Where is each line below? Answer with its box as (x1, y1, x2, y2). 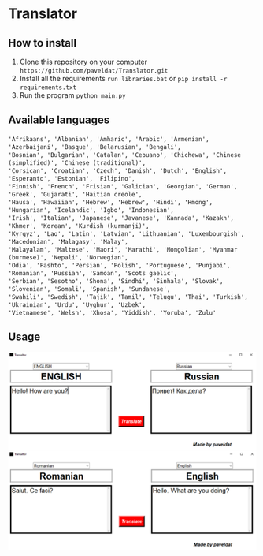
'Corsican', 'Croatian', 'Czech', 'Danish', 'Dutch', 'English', (8, 166, 227, 174)
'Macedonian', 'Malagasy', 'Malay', (8, 237, 128, 245)
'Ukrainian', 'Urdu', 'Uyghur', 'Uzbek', (8, 300, 146, 308)
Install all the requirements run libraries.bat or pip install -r (19, 74, 228, 83)
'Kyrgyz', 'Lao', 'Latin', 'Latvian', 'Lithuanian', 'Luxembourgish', (8, 229, 245, 237)
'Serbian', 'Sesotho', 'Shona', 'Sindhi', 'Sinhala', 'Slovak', (8, 277, 224, 285)
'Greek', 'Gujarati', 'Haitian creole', (8, 190, 143, 198)
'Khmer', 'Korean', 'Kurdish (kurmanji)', (8, 222, 150, 229)
